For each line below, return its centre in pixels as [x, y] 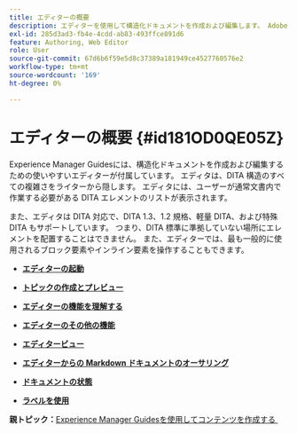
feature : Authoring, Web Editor [69, 42]
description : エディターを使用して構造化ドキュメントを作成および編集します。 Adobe [148, 26]
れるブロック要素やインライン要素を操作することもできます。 [137, 249]
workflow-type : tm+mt [49, 67]
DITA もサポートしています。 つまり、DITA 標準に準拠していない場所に [138, 227]
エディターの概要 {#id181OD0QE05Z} [147, 138]
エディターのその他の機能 [68, 325]
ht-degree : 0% [35, 83]
